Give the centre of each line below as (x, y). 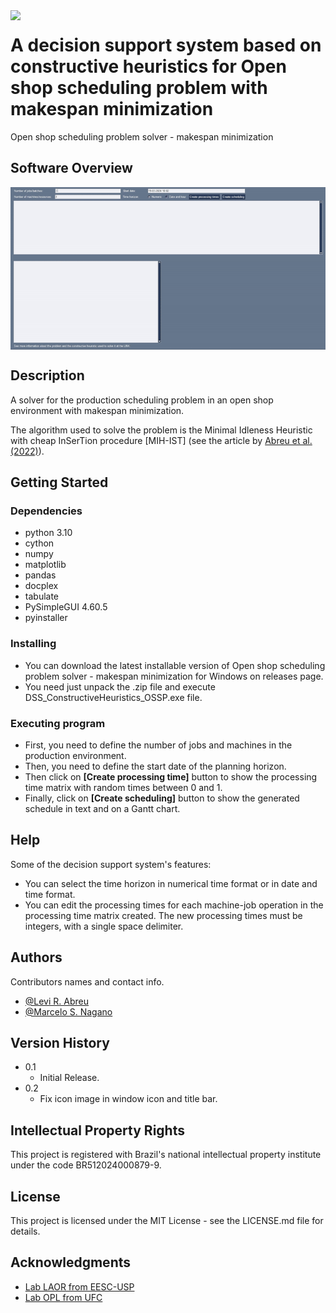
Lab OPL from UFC (63, 1297)
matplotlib (45, 565)
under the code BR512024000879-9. (86, 1165)
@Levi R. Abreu (57, 1001)
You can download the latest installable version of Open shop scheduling (175, 665)
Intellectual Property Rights (97, 1130)
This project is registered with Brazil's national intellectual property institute (166, 1155)
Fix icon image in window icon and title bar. (128, 1099)
